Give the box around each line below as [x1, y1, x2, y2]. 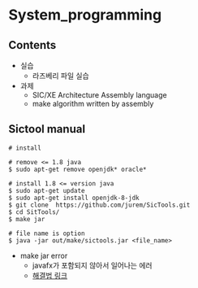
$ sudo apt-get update [8, 186, 85, 194]
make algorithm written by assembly [32, 99, 154, 108]
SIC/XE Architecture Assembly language [32, 90, 168, 99]
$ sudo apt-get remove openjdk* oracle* [8, 165, 148, 173]
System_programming [8, 6, 162, 24]
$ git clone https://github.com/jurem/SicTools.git [8, 201, 191, 209]
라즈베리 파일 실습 [32, 71, 89, 81]
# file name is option [8, 229, 85, 238]
